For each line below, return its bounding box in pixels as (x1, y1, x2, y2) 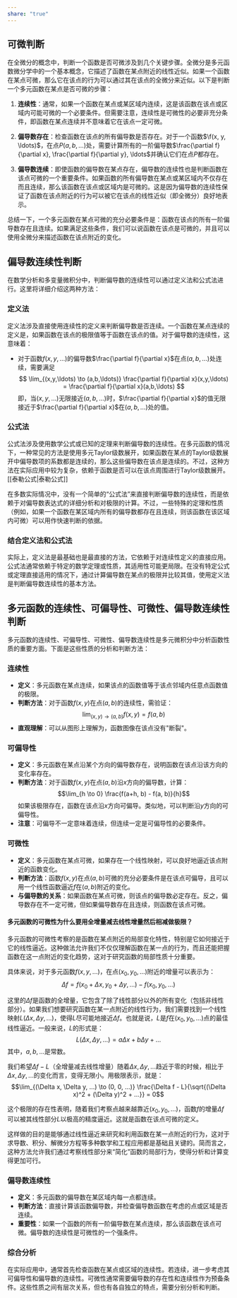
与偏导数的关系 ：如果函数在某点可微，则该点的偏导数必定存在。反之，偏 (17, 891, 228, 900)
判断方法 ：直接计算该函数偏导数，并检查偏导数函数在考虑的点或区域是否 (17, 1202, 228, 1210)
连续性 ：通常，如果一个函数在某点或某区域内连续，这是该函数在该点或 (17, 100, 222, 108)
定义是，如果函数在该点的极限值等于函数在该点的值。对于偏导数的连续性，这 (7, 330, 230, 339)
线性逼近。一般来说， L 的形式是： (7, 1024, 104, 1032)
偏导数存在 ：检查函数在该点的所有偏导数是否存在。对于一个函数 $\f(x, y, (17, 132, 226, 141)
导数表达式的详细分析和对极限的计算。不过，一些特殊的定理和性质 (31, 499, 224, 507)
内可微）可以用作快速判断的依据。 (7, 516, 107, 525)
